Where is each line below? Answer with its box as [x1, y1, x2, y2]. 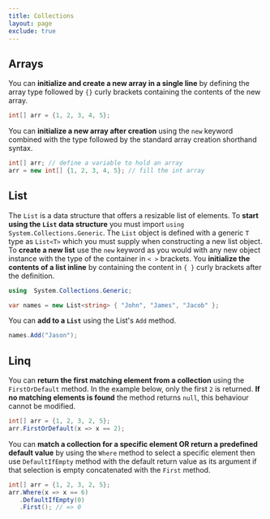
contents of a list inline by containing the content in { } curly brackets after [8, 262, 262, 272]
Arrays [8, 57, 44, 71]
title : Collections [8, 11, 75, 20]
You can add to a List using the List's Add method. [8, 315, 177, 325]
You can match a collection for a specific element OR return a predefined [8, 439, 258, 448]
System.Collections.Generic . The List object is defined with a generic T [8, 228, 250, 238]
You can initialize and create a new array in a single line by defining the [8, 79, 250, 88]
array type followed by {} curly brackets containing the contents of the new [8, 87, 261, 97]
